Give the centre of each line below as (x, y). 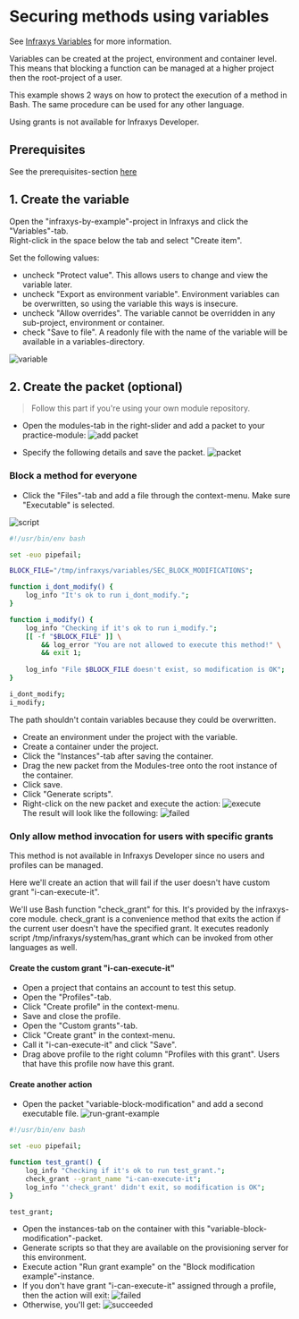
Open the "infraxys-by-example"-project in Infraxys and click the (129, 221)
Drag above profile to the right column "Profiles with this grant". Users (151, 1054)
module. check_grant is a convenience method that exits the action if (154, 918)
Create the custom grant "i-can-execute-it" (92, 967)
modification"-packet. (62, 1238)
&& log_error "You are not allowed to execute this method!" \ (161, 645)
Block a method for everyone (73, 476)
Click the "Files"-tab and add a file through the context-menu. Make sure (156, 495)
